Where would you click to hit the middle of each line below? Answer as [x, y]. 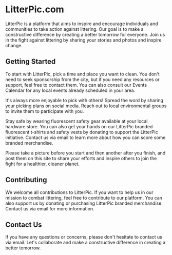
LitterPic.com [35, 9]
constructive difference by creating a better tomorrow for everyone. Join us [85, 34]
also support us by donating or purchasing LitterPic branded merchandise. [84, 203]
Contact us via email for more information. [50, 208]
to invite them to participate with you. [45, 111]
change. [14, 45]
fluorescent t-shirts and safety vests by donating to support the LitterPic [82, 132]
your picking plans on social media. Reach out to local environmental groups [86, 106]
